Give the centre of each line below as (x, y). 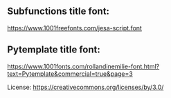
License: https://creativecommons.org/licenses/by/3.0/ (85, 87)
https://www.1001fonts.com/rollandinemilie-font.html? (83, 66)
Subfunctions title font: (58, 11)
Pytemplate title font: (54, 50)
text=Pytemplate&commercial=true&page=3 (70, 73)
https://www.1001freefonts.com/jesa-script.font (74, 28)
